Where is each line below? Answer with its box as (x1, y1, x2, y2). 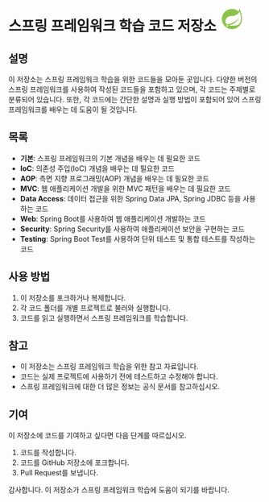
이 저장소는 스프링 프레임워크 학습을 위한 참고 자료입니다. (19, 362, 199, 371)
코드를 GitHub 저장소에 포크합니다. (19, 458, 130, 467)
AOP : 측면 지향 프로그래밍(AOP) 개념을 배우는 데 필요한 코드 (19, 173, 209, 183)
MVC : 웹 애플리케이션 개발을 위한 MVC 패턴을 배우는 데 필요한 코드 (19, 184, 231, 193)
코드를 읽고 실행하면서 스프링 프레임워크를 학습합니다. (19, 313, 188, 322)
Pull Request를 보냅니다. (19, 468, 99, 478)
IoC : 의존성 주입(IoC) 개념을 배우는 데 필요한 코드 (19, 164, 175, 173)
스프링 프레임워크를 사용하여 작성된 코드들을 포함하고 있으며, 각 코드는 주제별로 (8, 85, 256, 94)
